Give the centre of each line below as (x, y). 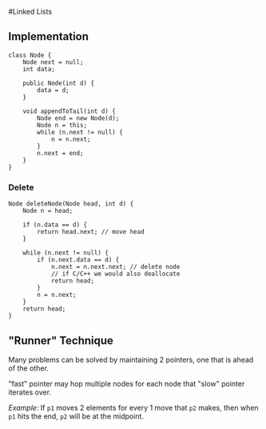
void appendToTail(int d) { (69, 111)
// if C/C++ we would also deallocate (115, 274)
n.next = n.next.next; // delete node (115, 267)
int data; (39, 69)
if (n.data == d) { (55, 225)
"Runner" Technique (61, 341)
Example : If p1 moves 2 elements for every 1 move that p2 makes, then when (133, 407)
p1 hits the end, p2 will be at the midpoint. (76, 416)
